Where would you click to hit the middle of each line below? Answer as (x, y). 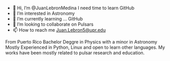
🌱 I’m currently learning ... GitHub (48, 19)
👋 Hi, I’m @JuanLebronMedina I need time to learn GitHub (73, 8)
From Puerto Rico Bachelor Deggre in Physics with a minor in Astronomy (81, 42)
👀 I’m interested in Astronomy (44, 13)
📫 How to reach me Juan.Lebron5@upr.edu (59, 30)
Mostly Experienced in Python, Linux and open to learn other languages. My (85, 47)
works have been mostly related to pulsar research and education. (75, 53)
